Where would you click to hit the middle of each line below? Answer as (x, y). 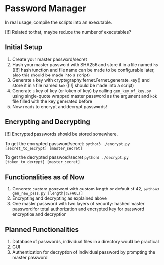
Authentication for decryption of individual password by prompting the (83, 252)
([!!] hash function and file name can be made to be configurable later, (83, 70)
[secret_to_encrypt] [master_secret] (44, 148)
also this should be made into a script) (51, 75)
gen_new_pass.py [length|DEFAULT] (48, 194)
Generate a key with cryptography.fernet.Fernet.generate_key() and (81, 80)
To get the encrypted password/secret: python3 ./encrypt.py (67, 143)
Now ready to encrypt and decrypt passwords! (60, 106)
